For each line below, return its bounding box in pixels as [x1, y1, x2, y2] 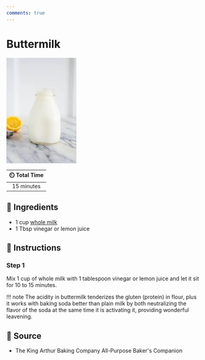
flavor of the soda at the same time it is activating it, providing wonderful [6, 307, 189, 314]
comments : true [6, 10, 45, 16]
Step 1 [6, 261, 25, 269]
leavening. [6, 313, 32, 320]
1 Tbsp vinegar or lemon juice [15, 224, 90, 232]
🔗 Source [6, 331, 42, 341]
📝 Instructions [6, 243, 61, 253]
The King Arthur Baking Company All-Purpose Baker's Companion [15, 347, 182, 354]
